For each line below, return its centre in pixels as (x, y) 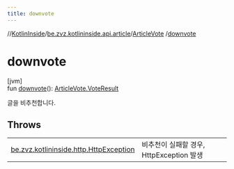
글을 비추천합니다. (32, 102)
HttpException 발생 (172, 155)
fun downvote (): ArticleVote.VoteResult (63, 88)
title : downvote (31, 14)
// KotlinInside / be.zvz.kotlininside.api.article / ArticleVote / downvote (102, 33)
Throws (24, 125)
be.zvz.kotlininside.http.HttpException (73, 150)
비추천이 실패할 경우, (173, 145)
